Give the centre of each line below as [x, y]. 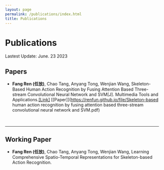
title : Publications [26, 19]
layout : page [18, 9]
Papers [16, 71]
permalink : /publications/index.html [43, 14]
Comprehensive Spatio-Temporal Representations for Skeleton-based [82, 157]
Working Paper [28, 139]
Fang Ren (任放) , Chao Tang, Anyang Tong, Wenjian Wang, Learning [81, 151]
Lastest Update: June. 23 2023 [36, 56]
